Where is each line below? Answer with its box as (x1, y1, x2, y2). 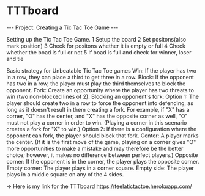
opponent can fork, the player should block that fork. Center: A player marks (6, 132, 199, 139)
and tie (6, 55, 24, 62)
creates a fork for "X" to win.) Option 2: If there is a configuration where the (6, 125, 197, 132)
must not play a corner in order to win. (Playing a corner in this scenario (6, 118, 187, 126)
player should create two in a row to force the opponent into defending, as (6, 99, 194, 107)
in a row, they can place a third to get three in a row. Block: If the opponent (6, 73, 195, 81)
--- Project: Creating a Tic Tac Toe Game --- (6, 24, 119, 31)
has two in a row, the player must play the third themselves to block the (6, 80, 186, 87)
